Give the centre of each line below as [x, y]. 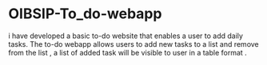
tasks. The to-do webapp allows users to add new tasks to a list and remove [134, 44]
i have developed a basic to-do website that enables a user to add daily [126, 36]
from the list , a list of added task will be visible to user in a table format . [128, 52]
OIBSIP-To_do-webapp [85, 14]
